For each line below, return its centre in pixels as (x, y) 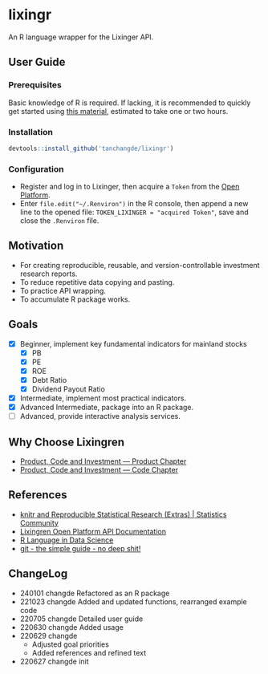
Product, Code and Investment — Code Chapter (99, 470)
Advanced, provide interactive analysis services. (100, 416)
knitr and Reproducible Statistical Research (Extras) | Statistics (123, 514)
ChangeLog (38, 574)
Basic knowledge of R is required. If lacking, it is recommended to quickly (130, 103)
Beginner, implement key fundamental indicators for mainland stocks (133, 343)
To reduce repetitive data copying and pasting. (97, 282)
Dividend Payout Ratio (69, 389)
